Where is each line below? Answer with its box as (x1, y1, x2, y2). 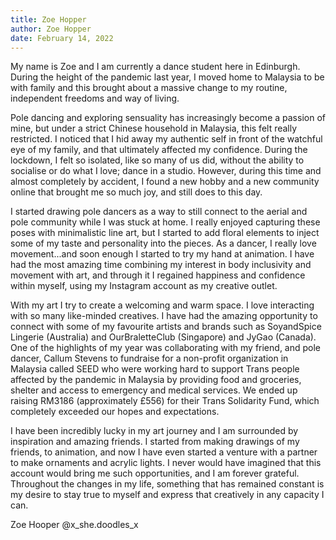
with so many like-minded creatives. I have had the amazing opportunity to (10, 310, 318, 322)
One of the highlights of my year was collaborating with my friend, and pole (10, 342, 322, 354)
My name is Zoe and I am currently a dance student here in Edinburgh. (10, 61, 301, 73)
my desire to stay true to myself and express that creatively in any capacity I (10, 489, 325, 501)
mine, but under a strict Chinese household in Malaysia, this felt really (10, 122, 298, 135)
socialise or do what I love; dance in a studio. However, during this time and (10, 165, 322, 177)
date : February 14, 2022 (10, 33, 114, 43)
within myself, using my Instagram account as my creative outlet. (10, 280, 278, 292)
